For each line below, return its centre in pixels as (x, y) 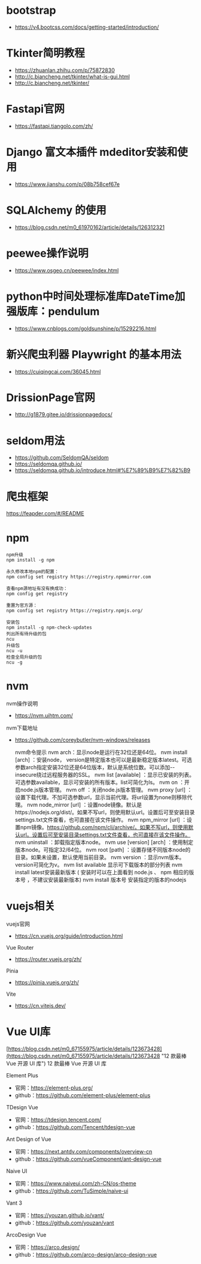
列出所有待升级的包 (26, 634)
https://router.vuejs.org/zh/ (48, 959)
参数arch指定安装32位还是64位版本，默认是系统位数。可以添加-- (95, 767)
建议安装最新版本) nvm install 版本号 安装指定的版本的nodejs (112, 880)
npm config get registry (37, 594)
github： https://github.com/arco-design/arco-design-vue (86, 1255)
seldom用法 (36, 441)
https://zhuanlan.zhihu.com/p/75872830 (65, 70)
